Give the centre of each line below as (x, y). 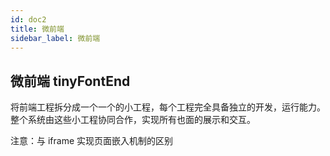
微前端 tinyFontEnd (70, 81)
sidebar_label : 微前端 (55, 38)
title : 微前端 (37, 29)
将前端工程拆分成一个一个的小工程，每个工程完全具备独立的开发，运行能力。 (168, 107)
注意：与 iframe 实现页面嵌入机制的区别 (92, 141)
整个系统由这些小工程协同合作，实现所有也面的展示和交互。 (133, 120)
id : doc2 (28, 19)
